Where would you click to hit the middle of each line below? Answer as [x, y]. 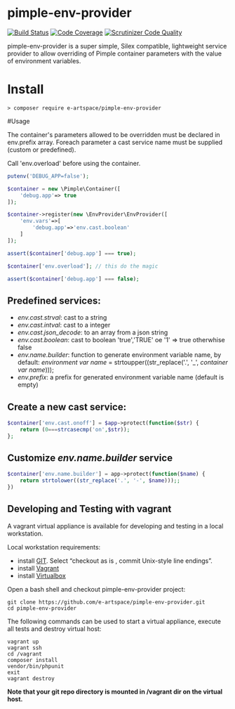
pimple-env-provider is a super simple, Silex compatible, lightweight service [117, 46]
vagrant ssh [25, 648]
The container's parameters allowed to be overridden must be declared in [114, 134]
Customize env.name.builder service [90, 458]
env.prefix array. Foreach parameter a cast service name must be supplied [115, 142]
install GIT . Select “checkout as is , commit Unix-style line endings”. [115, 561]
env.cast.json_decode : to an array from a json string [93, 332]
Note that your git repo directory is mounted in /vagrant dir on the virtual [115, 691]
